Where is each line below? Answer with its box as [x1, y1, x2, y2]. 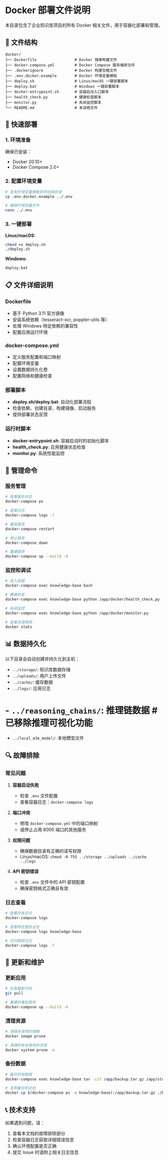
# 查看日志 [5, 508, 25, 513]
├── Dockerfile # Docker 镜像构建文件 [5, 57, 117, 62]
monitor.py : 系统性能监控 [12, 450, 65, 456]
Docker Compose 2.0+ [12, 164, 59, 170]
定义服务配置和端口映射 [12, 354, 61, 360]
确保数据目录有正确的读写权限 [19, 848, 81, 854]
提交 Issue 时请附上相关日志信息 [12, 1149, 79, 1155]
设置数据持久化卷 [12, 367, 48, 373]
